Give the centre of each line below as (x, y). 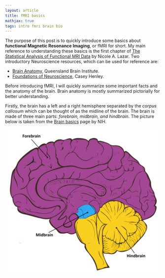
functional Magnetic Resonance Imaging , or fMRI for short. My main (75, 46)
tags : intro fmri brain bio (34, 26)
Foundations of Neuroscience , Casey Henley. (58, 76)
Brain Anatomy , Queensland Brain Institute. (56, 71)
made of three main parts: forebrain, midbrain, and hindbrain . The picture (80, 116)
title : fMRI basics (25, 16)
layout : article (22, 10)
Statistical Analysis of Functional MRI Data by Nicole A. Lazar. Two (72, 56)
